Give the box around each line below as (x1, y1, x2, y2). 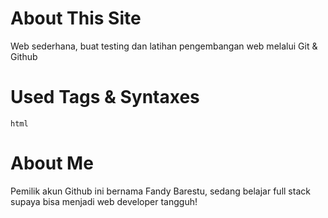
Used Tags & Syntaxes (10, 86, 200, 109)
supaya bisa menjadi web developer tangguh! (10, 195, 198, 207)
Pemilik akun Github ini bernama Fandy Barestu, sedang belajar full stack (10, 185, 311, 197)
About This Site (10, 7, 142, 30)
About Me (10, 152, 94, 175)
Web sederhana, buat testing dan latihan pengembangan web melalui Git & (10, 40, 318, 52)
